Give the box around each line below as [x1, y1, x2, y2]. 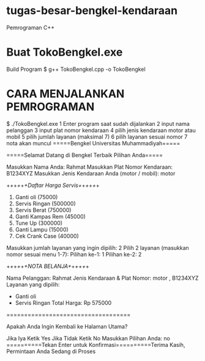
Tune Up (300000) [15, 219, 63, 227]
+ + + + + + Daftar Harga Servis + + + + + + [6, 181, 100, 189]
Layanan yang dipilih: [6, 280, 60, 288]
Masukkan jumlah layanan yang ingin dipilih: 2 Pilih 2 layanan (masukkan [6, 244, 190, 251]
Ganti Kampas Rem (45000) [15, 213, 86, 220]
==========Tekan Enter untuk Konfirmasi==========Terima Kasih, [6, 341, 185, 348]
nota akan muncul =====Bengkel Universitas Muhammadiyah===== [6, 139, 181, 147]
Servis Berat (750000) [15, 206, 72, 214]
